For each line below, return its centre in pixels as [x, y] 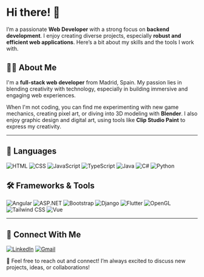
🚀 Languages [31, 151]
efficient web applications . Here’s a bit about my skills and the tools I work [100, 42]
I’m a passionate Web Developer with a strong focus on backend [88, 29]
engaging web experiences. [41, 95]
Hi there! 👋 [33, 12]
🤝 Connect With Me [44, 234]
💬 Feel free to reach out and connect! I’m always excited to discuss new [96, 261]
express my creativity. [34, 126]
